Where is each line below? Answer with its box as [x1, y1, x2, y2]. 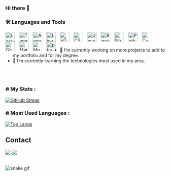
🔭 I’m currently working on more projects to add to [60, 47, 165, 53]
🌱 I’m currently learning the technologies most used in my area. [12, 58, 146, 64]
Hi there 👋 [5, 5, 30, 12]
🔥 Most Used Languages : [5, 110, 70, 117]
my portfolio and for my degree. [12, 53, 80, 59]
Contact [5, 136, 31, 145]
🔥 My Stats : [5, 85, 36, 93]
